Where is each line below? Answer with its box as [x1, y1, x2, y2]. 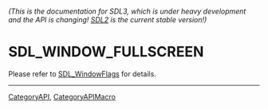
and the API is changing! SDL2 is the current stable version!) [8, 14, 207, 24]
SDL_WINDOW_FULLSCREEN [8, 42, 204, 60]
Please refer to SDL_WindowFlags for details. [8, 68, 157, 79]
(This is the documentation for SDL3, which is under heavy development [8, 6, 246, 16]
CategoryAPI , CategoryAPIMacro [8, 91, 116, 101]
